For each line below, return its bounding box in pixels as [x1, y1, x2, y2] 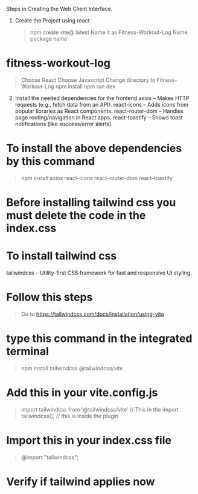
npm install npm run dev [55, 82, 116, 90]
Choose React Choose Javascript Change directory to [21, 76, 156, 84]
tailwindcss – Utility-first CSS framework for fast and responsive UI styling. [6, 269, 192, 276]
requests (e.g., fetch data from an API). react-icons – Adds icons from [14, 101, 189, 108]
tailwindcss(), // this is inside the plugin [21, 412, 119, 419]
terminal [6, 345, 49, 358]
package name [30, 35, 68, 42]
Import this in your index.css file [6, 433, 172, 447]
